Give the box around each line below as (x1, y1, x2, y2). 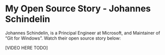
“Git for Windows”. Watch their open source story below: (5, 35, 121, 41)
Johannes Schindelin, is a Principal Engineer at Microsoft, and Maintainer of (5, 30, 161, 36)
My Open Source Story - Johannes (5, 3, 151, 14)
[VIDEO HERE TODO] (5, 45, 48, 51)
